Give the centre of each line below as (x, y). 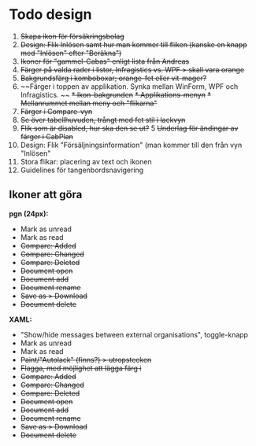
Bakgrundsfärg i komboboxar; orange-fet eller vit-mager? (113, 78)
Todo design (50, 15)
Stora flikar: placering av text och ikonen (86, 161)
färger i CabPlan (47, 136)
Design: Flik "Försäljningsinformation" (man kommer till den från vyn (131, 145)
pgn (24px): (29, 213)
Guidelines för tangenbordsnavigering (82, 170)
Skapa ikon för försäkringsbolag (72, 36)
